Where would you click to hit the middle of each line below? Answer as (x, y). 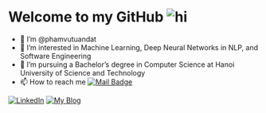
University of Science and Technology (82, 72)
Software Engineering (55, 56)
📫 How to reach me (53, 82)
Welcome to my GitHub (86, 17)
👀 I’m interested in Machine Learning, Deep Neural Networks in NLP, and (139, 47)
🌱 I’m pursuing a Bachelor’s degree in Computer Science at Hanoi (127, 64)
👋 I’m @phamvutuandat (58, 39)
